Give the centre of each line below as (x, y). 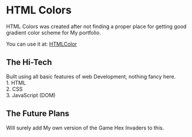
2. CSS (14, 89)
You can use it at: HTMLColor (42, 44)
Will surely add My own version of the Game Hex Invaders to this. (85, 128)
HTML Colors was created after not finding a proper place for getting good (96, 26)
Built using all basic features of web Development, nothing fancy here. (91, 76)
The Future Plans (38, 114)
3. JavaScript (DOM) (31, 95)
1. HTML (16, 83)
